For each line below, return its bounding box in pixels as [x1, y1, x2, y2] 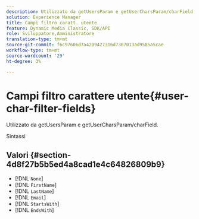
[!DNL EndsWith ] [14, 207, 54, 214]
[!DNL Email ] [14, 194, 46, 201]
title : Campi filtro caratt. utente [6, 20, 97, 26]
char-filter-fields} [6, 101, 97, 115]
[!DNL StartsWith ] [14, 200, 60, 208]
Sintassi [6, 133, 26, 140]
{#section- [30, 150, 71, 160]
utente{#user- [117, 89, 189, 103]
